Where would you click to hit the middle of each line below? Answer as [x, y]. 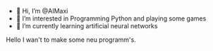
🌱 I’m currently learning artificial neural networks [87, 26]
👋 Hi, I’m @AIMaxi [42, 11]
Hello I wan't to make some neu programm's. [71, 40]
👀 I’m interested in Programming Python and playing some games [111, 18]
